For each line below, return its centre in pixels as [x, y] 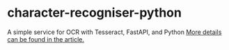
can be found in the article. [46, 39]
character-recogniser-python [95, 13]
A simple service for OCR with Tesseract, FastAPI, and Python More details [114, 32]
